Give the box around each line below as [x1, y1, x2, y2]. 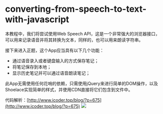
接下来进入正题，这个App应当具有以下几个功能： [5, 47, 104, 53]
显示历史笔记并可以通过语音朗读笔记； [12, 70, 90, 76]
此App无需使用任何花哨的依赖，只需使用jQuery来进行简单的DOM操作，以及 [5, 80, 159, 86]
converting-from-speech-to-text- [5, 3, 147, 15]
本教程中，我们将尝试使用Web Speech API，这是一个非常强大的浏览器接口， [5, 30, 160, 36]
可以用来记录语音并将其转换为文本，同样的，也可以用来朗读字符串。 [5, 37, 143, 43]
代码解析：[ [5, 97, 29, 103]
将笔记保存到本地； [12, 64, 52, 70]
